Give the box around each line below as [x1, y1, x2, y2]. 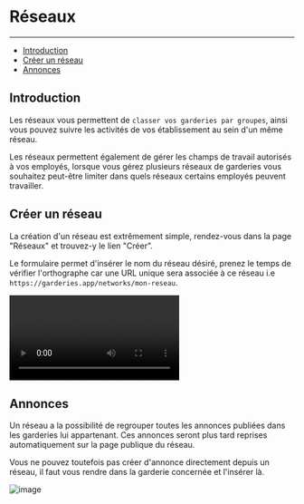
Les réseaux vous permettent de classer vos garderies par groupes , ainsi [9, 114, 288, 125]
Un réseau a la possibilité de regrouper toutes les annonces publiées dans [9, 420, 286, 431]
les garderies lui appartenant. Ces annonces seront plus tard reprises [9, 430, 268, 441]
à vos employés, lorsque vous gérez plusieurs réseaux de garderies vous [9, 160, 282, 171]
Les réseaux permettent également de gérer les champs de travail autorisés [9, 151, 292, 162]
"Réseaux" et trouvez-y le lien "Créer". [9, 240, 154, 251]
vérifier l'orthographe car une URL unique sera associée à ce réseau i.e [9, 267, 276, 278]
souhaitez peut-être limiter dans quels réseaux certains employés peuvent [9, 170, 287, 181]
